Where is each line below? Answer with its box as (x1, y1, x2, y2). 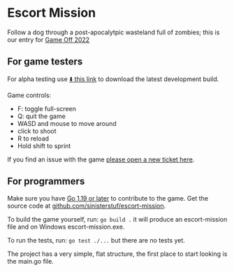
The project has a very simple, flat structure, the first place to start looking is (7, 250, 228, 258)
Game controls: (7, 91, 52, 99)
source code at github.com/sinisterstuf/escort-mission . (7, 201, 166, 210)
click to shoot (17, 127, 57, 135)
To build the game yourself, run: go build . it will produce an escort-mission (7, 215, 228, 223)
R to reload (17, 134, 50, 143)
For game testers (7, 56, 83, 68)
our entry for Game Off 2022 (7, 35, 90, 43)
